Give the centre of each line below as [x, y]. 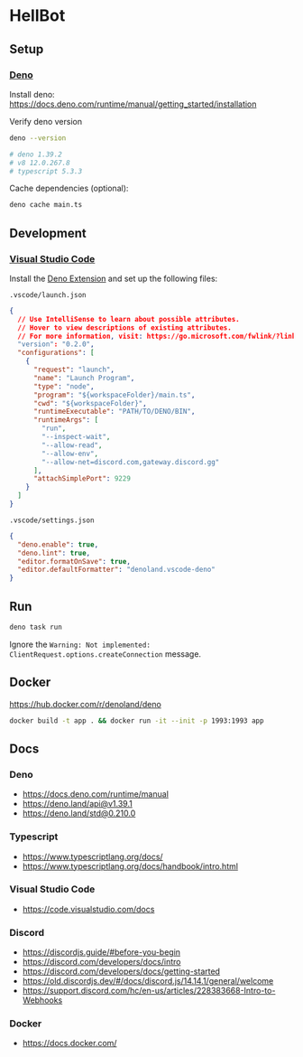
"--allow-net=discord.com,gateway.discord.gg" [131, 462]
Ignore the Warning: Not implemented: [80, 644]
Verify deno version [46, 121]
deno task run [36, 627]
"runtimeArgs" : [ [66, 420]
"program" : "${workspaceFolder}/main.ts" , [114, 395]
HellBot [37, 16]
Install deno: [32, 94]
